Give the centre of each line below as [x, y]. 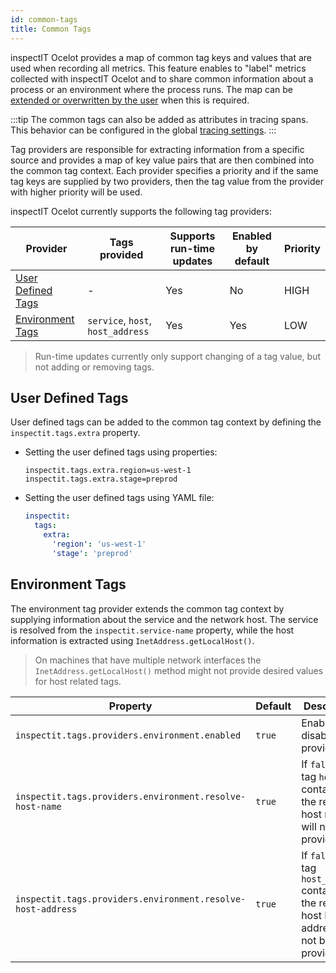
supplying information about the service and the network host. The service [164, 619]
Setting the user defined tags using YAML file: [119, 498]
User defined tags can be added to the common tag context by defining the [166, 422]
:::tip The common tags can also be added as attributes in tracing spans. [159, 119]
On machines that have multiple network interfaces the [148, 660]
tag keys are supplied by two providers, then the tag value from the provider [167, 181]
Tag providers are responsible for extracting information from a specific [157, 149]
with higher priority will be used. [76, 192]
